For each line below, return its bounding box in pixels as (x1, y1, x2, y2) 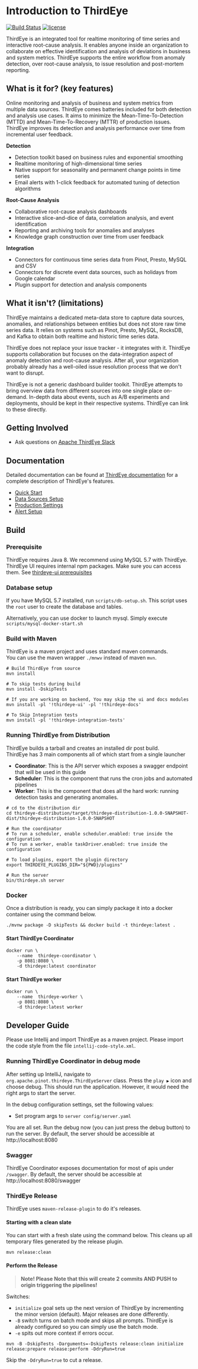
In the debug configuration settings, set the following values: (6, 1101, 154, 1108)
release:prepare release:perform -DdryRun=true (6, 1346, 126, 1352)
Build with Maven (6, 635, 57, 643)
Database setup (6, 583, 53, 591)
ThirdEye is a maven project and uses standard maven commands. (6, 648, 168, 655)
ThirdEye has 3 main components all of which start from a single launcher (6, 750, 186, 757)
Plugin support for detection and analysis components (14, 281, 147, 288)
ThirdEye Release (6, 1192, 58, 1200)
